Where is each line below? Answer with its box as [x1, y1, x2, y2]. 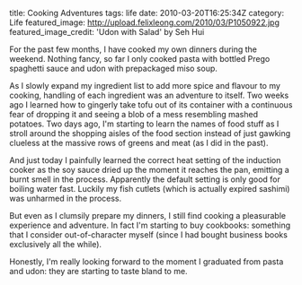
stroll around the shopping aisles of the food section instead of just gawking [9, 128, 291, 138]
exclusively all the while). [9, 239, 102, 249]
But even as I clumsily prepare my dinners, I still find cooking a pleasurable [9, 211, 286, 220]
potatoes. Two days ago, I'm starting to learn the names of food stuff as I [9, 118, 280, 129]
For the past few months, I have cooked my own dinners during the [9, 44, 258, 55]
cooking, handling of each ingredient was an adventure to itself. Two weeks [9, 90, 289, 100]
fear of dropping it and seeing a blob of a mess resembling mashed [9, 109, 259, 119]
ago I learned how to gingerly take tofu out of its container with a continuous [9, 99, 293, 110]
